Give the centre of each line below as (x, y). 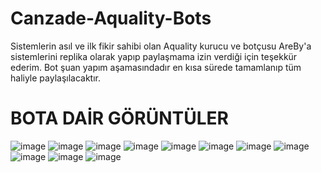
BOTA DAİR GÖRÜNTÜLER (120, 118)
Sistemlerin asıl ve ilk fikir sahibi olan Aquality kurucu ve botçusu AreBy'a (161, 46)
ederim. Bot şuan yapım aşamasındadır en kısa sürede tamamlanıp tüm (156, 67)
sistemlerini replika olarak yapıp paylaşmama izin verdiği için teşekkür (154, 56)
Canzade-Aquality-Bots (111, 18)
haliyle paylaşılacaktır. (56, 78)
